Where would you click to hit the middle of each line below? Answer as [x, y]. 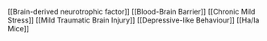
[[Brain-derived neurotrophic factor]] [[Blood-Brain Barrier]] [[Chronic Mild [131, 12]
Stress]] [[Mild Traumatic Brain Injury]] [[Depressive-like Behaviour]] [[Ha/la [133, 20]
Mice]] [19, 29]
